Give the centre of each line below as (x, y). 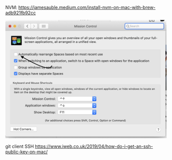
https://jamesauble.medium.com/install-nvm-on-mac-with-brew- (87, 7)
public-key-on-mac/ (26, 152)
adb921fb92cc (20, 13)
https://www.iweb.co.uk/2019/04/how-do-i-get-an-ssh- (94, 146)
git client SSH (20, 146)
